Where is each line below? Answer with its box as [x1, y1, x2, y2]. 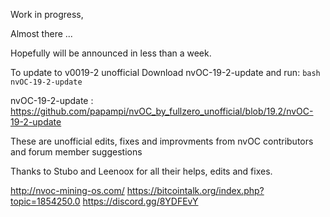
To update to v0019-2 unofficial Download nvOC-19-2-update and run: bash [10, 67, 321, 78]
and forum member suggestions [10, 146, 143, 158]
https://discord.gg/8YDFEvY [82, 195, 199, 207]
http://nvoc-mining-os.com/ [10, 185, 125, 196]
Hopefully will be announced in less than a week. [10, 47, 212, 59]
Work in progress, [10, 9, 84, 20]
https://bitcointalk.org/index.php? [126, 185, 265, 196]
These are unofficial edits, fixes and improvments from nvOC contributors [10, 135, 314, 147]
